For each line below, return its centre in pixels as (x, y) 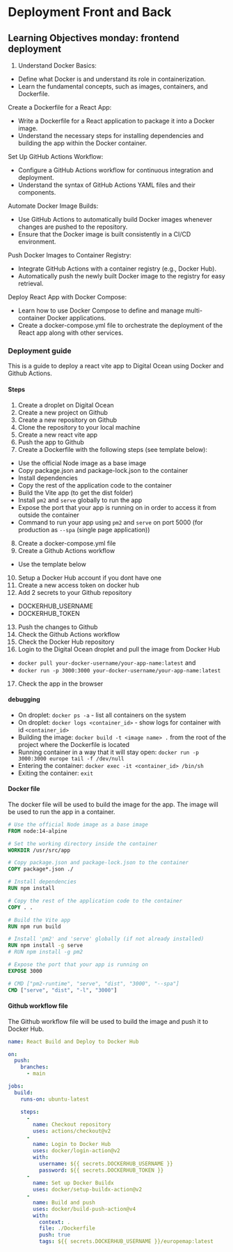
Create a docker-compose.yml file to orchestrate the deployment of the (120, 325)
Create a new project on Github (63, 412)
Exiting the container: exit (55, 773)
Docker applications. (77, 318)
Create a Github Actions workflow (66, 550)
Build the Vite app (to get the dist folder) (75, 492)
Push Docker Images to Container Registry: (70, 255)
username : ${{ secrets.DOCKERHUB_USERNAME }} (106, 1163)
